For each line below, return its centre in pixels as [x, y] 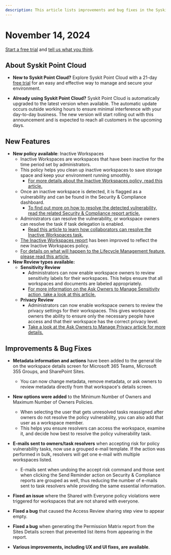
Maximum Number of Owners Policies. [53, 402]
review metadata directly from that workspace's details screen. [86, 387]
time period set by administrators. [55, 165]
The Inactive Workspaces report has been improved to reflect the [89, 241]
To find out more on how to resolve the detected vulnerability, [92, 208]
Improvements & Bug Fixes [48, 348]
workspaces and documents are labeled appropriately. [85, 284]
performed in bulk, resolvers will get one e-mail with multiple [76, 454]
